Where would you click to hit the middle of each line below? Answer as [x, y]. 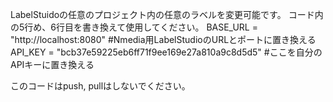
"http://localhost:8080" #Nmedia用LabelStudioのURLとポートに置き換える [163, 39]
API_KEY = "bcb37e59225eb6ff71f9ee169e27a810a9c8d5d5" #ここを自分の [166, 52]
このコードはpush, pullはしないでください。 [100, 86]
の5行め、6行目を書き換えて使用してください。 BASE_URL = [134, 27]
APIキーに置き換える [52, 64]
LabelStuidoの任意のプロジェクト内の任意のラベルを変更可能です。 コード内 [167, 14]
